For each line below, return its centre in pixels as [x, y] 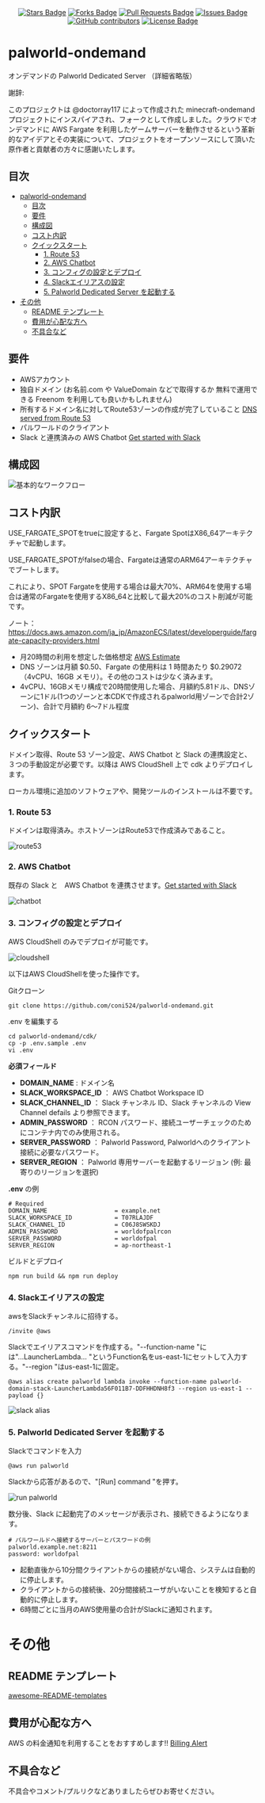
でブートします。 [36, 570]
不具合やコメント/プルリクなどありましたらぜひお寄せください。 [114, 1791]
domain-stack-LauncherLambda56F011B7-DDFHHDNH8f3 [92, 1389]
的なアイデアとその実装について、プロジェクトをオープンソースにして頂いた [132, 139]
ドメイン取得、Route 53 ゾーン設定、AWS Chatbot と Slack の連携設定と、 [130, 754]
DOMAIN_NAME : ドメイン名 [67, 1083]
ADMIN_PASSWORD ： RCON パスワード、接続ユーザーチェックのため [135, 1122]
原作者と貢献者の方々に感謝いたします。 [74, 149]
